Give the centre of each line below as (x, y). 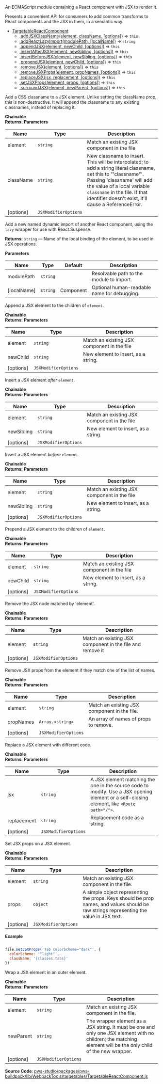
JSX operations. (21, 244)
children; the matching (112, 1039)
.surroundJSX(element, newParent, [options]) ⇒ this (72, 88)
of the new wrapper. (109, 1051)
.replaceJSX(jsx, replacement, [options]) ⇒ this (67, 77)
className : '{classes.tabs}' (39, 958)
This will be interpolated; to (118, 162)
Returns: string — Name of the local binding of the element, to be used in (79, 239)
